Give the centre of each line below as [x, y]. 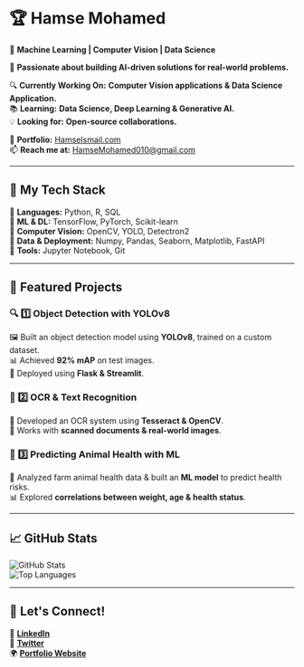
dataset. [25, 350]
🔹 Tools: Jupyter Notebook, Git [67, 250]
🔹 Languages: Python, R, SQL [65, 212]
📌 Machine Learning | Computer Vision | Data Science [112, 49]
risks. [19, 487]
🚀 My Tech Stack [57, 191]
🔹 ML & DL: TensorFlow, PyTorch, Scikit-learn [94, 221]
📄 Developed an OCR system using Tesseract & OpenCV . [117, 420]
